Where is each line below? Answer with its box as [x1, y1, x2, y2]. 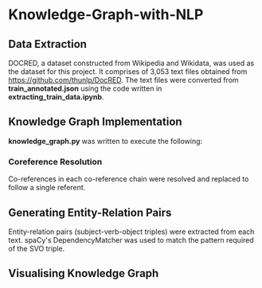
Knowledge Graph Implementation [8, 115, 182, 129]
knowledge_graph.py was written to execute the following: [8, 136, 203, 146]
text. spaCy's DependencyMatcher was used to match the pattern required [8, 235, 255, 244]
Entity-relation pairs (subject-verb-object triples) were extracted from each [8, 227, 255, 236]
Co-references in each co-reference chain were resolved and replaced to [8, 174, 249, 184]
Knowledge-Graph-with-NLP [8, 6, 204, 24]
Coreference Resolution [8, 156, 103, 167]
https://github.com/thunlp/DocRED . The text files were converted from [8, 76, 239, 84]
